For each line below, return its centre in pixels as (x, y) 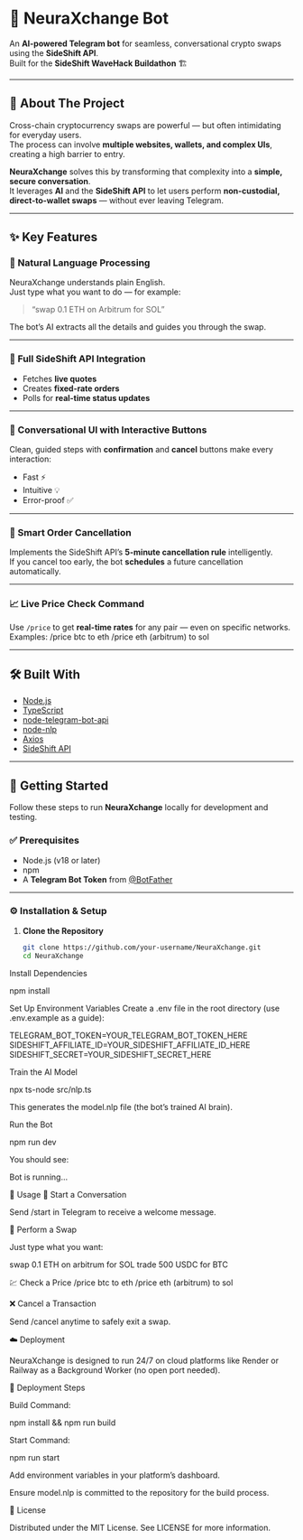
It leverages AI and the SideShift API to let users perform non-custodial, (145, 191)
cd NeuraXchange (53, 956)
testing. (23, 817)
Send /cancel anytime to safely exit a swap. (90, 1321)
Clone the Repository (63, 930)
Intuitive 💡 (41, 490)
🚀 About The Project (67, 103)
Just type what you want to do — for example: (95, 292)
